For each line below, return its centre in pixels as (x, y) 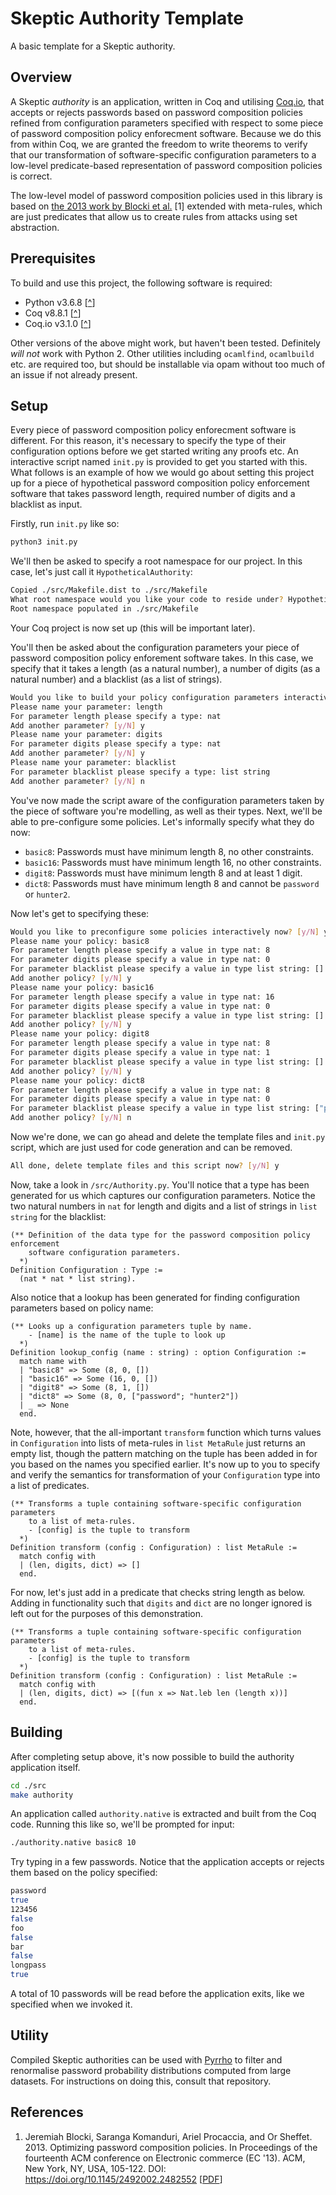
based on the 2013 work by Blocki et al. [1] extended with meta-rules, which (166, 206)
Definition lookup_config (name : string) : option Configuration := (158, 1352)
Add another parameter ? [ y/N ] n (77, 781)
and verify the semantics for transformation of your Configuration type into (165, 1474)
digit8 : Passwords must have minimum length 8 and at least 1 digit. (163, 873)
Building (36, 1732)
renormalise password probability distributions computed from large (151, 2070)
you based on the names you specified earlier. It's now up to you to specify (165, 1464)
